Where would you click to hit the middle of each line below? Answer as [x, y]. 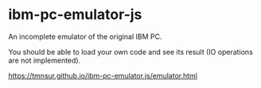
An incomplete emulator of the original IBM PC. [85, 36]
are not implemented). [45, 60]
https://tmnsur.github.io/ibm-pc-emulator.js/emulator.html [103, 75]
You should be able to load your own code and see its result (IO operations [130, 52]
